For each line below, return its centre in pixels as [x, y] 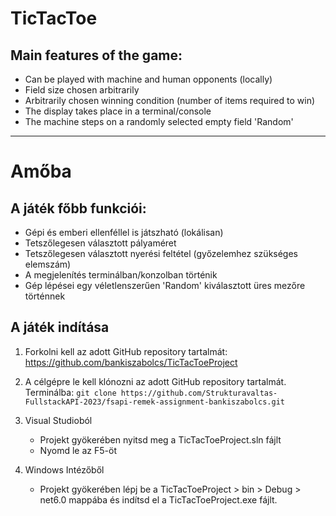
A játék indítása [60, 327]
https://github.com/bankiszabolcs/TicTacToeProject [131, 362]
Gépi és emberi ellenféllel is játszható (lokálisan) [124, 232]
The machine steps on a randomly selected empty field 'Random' [159, 121]
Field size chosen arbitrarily [82, 90]
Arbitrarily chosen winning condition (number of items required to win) [170, 100]
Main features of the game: [96, 55]
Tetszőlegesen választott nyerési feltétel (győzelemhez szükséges [161, 253]
